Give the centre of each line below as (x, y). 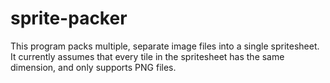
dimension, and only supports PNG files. (93, 67)
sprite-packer (69, 18)
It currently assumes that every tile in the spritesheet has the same (147, 56)
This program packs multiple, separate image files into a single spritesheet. (165, 46)
